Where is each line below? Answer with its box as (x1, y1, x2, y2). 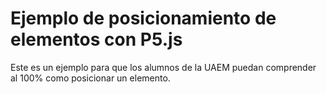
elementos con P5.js (10, 28, 183, 51)
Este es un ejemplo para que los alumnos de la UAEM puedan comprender (10, 61, 317, 73)
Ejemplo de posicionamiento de (10, 7, 277, 30)
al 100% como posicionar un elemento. (10, 72, 171, 84)
